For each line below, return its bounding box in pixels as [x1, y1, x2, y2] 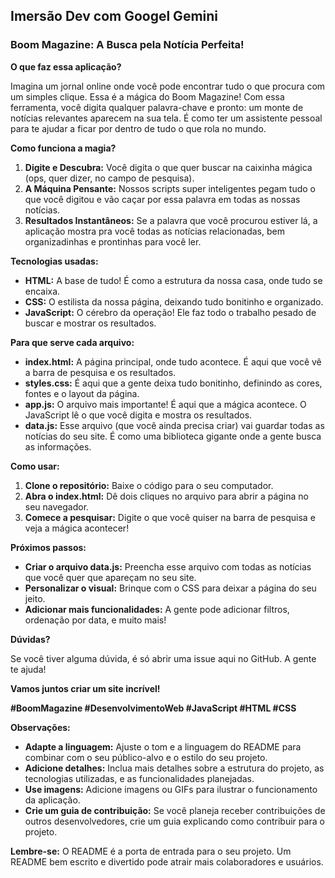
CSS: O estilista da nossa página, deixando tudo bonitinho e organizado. [24, 295, 324, 308]
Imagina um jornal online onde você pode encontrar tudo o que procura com [10, 80, 326, 92]
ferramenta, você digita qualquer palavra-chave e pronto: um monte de [10, 101, 304, 113]
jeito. [24, 592, 46, 604]
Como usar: [10, 460, 60, 472]
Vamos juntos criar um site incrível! [10, 682, 161, 694]
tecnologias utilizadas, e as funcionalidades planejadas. [24, 772, 255, 784]
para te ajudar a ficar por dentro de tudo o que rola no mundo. [10, 122, 267, 134]
